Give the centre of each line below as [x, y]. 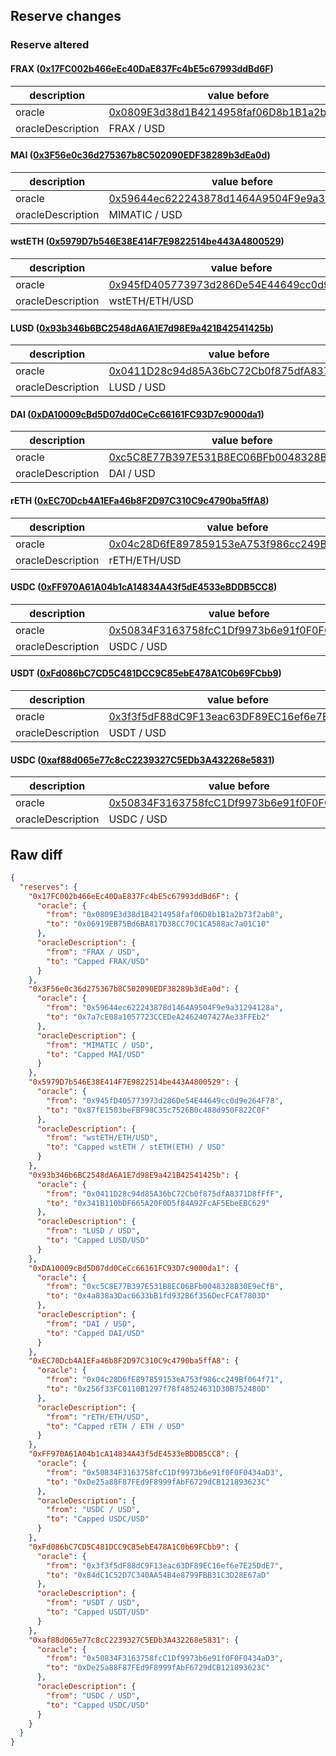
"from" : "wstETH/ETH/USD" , [102, 1138]
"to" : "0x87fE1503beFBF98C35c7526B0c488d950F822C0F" [158, 1110]
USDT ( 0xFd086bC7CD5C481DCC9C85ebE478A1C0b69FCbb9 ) [146, 673]
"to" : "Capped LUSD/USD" [98, 1240]
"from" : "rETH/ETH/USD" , [98, 1417]
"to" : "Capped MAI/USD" [95, 1054]
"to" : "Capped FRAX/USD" [98, 961]
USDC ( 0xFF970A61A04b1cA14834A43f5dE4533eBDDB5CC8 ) [144, 587]
